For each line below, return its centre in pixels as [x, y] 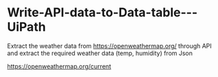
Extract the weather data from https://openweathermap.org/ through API [110, 46]
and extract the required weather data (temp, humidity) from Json [100, 53]
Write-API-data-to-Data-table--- [102, 13]
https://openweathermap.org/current [59, 66]
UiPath [26, 27]
